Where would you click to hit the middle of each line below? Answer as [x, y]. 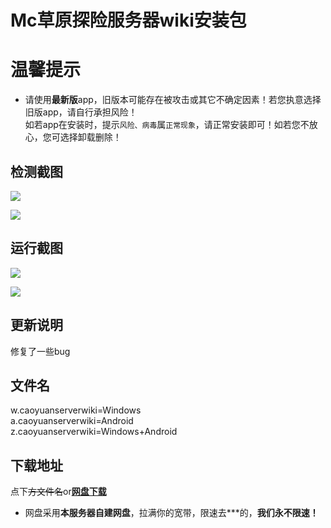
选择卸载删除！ [90, 137]
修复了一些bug [40, 351]
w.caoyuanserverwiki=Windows [76, 410]
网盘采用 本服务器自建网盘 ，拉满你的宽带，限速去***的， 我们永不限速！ [171, 513]
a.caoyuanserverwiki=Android [72, 421]
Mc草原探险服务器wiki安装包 [128, 20]
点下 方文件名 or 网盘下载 [58, 492]
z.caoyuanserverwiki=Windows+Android [94, 432]
